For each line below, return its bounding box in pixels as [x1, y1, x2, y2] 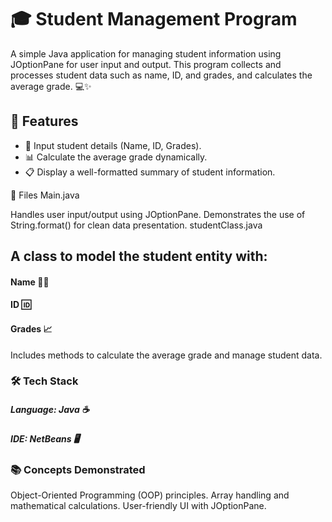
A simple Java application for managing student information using [10, 47, 282, 60]
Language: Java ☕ [10, 404, 90, 416]
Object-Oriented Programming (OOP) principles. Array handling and [10, 489, 290, 501]
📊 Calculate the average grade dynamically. [24, 151, 208, 163]
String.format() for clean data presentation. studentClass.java [10, 219, 263, 231]
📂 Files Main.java [10, 189, 80, 201]
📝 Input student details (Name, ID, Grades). [24, 139, 202, 151]
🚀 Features [10, 113, 79, 130]
